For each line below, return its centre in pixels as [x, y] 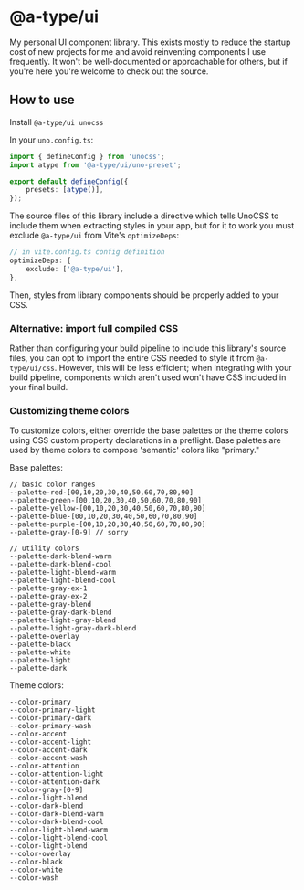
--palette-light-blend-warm [63, 573]
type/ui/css [32, 368]
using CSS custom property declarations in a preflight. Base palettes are [145, 440]
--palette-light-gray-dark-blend [73, 629]
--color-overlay [40, 854]
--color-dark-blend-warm [57, 814]
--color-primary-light [52, 710]
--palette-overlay [44, 637]
